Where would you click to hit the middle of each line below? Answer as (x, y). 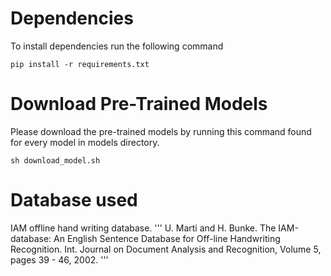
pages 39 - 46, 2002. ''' (59, 259)
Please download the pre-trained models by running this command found (161, 131)
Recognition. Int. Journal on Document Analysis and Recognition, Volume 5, (166, 249)
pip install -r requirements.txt (80, 64)
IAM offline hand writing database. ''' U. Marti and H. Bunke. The (143, 228)
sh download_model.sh (55, 160)
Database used (74, 200)
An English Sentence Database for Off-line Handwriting (167, 238)
